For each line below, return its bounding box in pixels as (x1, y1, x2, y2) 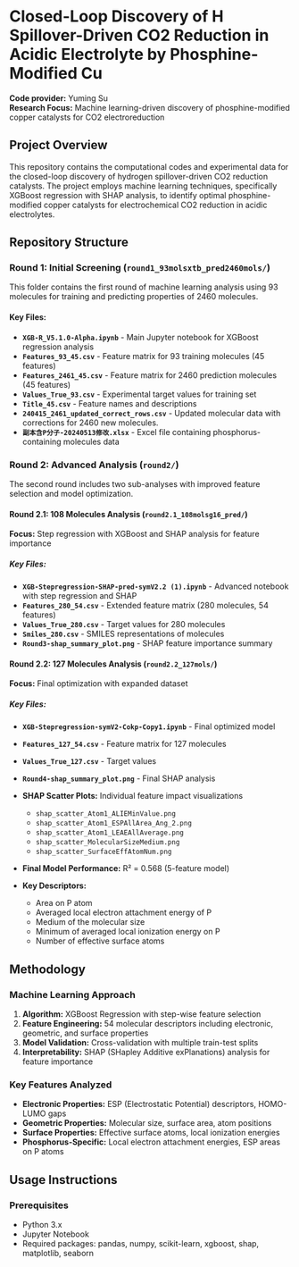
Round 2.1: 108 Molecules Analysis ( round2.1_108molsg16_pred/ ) (9, 508, 248, 519)
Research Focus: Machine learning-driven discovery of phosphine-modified (9, 102, 290, 113)
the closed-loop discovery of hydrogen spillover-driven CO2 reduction (9, 171, 269, 181)
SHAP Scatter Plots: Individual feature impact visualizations (21, 791, 244, 801)
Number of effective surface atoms (35, 936, 165, 946)
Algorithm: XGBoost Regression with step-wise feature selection (21, 1008, 262, 1019)
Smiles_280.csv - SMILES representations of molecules (21, 628, 225, 640)
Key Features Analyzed (9, 1078, 112, 1091)
